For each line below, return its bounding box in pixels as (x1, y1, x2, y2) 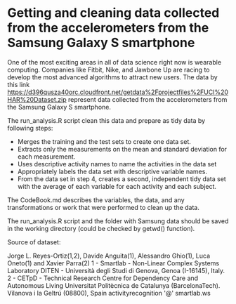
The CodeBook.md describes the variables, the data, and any (7, 195, 185, 204)
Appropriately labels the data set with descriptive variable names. (17, 167, 207, 176)
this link (7, 80, 30, 88)
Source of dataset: (7, 237, 61, 246)
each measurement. (17, 152, 76, 161)
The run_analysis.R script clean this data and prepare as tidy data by (7, 116, 206, 124)
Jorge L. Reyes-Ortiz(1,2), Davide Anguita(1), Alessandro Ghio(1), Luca (7, 251, 211, 260)
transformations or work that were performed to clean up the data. (7, 203, 200, 211)
